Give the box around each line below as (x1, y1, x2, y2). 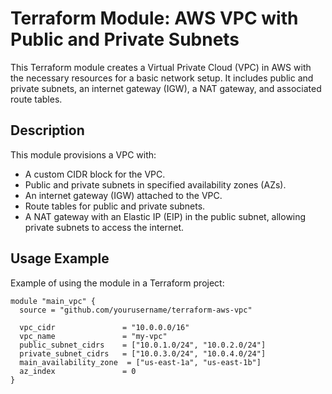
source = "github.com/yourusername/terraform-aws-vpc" (19, 305, 253, 315)
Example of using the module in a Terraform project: (10, 277, 225, 289)
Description (10, 122, 85, 139)
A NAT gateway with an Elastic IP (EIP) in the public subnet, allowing (24, 210, 307, 222)
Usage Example (10, 250, 110, 267)
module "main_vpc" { (10, 296, 97, 306)
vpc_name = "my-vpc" (19, 331, 168, 341)
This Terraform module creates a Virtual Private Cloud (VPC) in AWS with (10, 61, 312, 73)
